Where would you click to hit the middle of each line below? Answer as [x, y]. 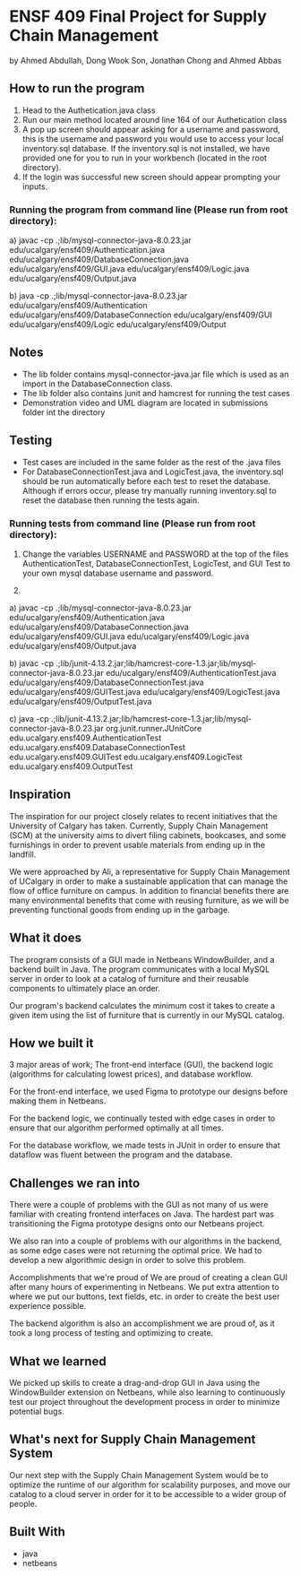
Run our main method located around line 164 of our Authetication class [154, 119]
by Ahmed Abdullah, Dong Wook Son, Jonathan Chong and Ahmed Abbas [146, 60]
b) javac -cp [32, 663]
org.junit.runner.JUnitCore [154, 728]
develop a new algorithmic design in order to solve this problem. [128, 1260]
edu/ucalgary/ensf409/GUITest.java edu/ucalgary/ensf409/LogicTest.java [145, 691]
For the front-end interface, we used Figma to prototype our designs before [149, 1092]
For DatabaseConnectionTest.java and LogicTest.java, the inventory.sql [153, 472]
